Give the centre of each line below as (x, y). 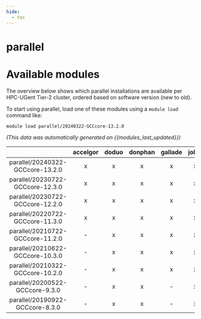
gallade (171, 152)
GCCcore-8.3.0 (38, 307)
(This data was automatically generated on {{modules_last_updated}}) (94, 137)
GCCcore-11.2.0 (38, 238)
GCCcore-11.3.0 (38, 221)
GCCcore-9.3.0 (38, 290)
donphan (142, 152)
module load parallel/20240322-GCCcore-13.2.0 (65, 126)
